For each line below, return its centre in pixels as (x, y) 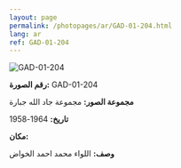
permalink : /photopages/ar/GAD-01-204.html (91, 26)
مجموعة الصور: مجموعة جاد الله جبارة (72, 102)
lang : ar (25, 34)
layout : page (33, 17)
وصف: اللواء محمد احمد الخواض (62, 154)
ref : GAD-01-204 (39, 42)
